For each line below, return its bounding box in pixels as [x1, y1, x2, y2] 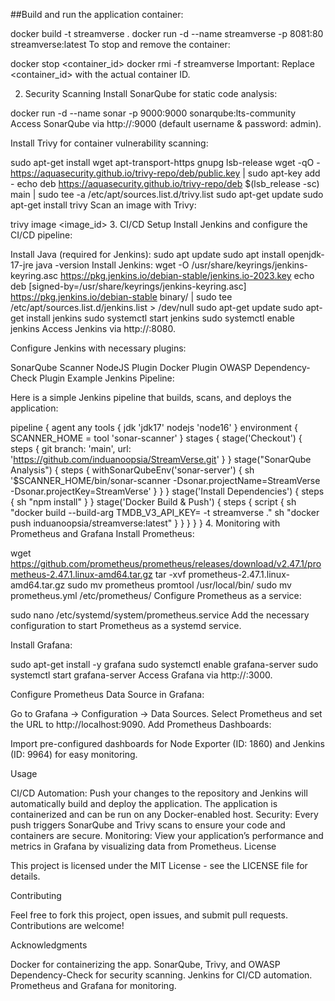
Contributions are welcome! [10, 920, 125, 931]
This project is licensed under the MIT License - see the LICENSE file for [10, 860, 308, 871]
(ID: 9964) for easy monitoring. [10, 749, 138, 760]
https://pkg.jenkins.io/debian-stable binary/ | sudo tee [10, 291, 233, 303]
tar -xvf [154, 569, 187, 580]
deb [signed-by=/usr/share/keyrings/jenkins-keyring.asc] [10, 280, 247, 292]
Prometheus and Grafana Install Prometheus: [10, 528, 195, 539]
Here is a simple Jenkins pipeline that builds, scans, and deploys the [10, 392, 292, 403]
